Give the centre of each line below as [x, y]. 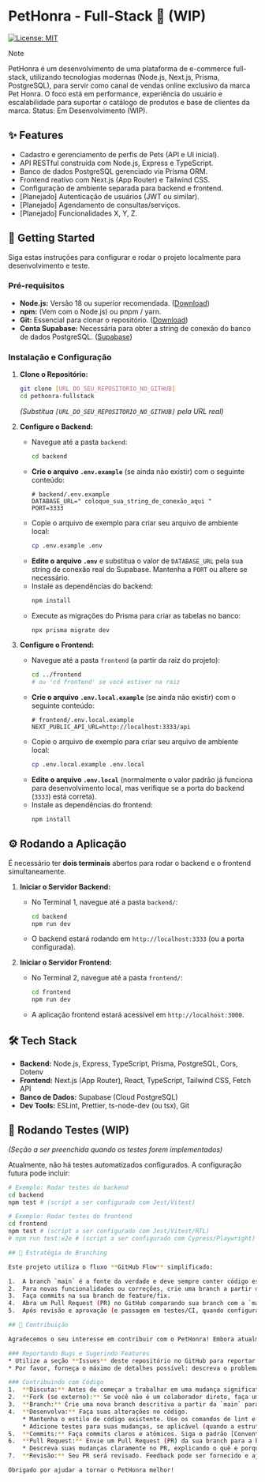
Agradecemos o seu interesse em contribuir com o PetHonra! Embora [121, 1339]
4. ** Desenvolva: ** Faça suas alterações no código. [99, 1412]
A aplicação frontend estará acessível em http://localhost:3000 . [138, 1015]
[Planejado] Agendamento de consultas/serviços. [100, 205]
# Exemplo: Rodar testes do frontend [70, 1217]
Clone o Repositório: [54, 374]
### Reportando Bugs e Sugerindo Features [79, 1353]
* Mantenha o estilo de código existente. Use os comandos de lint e [139, 1419]
